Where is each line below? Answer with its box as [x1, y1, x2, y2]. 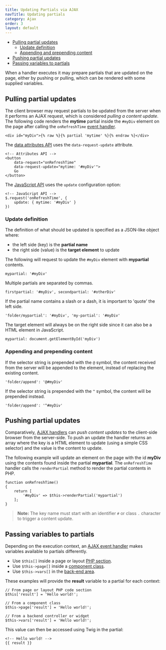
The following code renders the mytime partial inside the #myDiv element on [5, 118, 160, 124]
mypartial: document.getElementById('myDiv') [5, 337, 100, 342]
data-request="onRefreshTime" [14, 160, 77, 165]
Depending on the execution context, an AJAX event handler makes [5, 543, 143, 549]
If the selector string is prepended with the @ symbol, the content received [5, 359, 156, 365]
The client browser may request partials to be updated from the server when [5, 107, 161, 114]
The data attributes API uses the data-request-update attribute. [5, 141, 133, 147]
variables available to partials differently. [5, 549, 87, 555]
